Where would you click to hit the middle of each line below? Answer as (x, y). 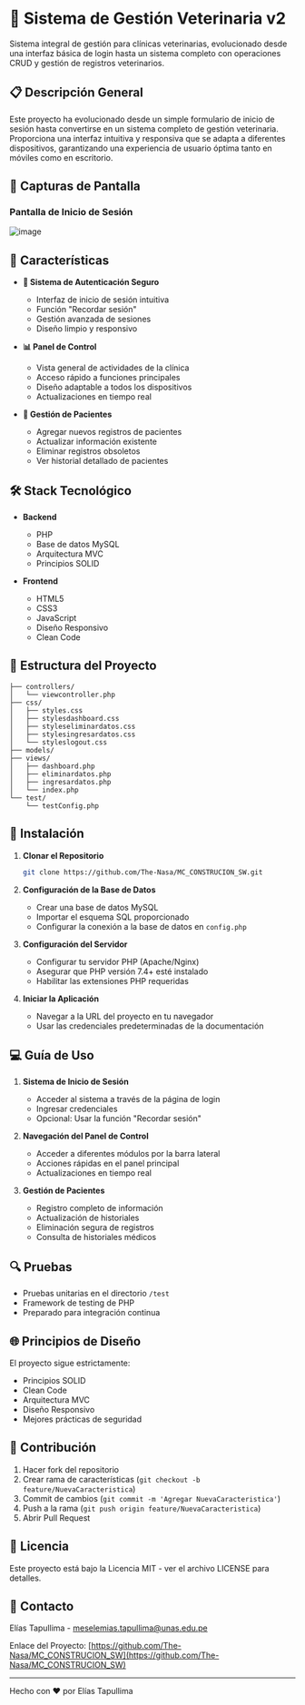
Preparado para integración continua (91, 1313)
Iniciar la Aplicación (61, 999)
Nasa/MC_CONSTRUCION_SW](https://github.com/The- (114, 1655)
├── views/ (30, 758)
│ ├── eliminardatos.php (60, 774)
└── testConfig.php (63, 806)
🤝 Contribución (53, 1448)
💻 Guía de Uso (52, 1055)
